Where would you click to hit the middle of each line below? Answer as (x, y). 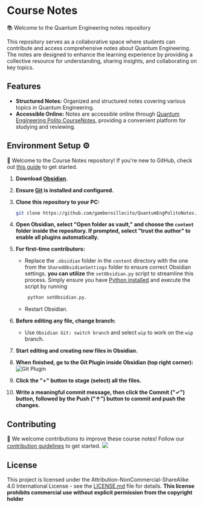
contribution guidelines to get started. (54, 446)
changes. (28, 405)
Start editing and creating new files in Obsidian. (77, 351)
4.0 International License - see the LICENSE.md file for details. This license (101, 486)
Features (24, 86)
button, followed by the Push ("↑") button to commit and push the (100, 399)
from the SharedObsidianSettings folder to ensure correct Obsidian (108, 267)
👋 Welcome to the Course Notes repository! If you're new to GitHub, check (100, 160)
